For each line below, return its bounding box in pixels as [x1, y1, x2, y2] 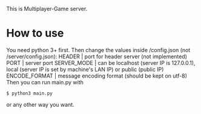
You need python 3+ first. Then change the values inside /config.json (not [6, 46, 191, 53]
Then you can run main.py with [6, 78, 84, 85]
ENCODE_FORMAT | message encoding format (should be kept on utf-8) [6, 72, 188, 79]
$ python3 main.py [6, 90, 53, 96]
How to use [6, 27, 64, 40]
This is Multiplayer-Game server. [6, 5, 88, 12]
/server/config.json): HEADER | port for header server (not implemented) [6, 53, 188, 60]
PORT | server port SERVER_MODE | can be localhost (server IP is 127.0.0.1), [6, 59, 196, 66]
